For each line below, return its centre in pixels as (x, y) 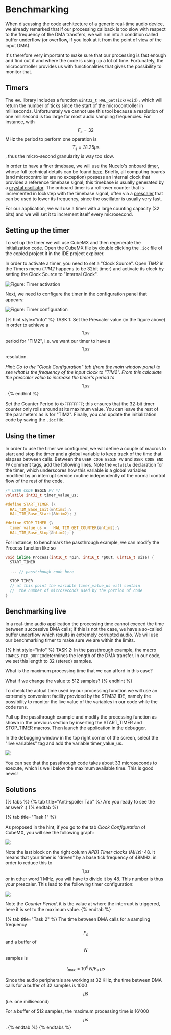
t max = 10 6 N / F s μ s (86, 969)
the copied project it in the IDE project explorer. (55, 254)
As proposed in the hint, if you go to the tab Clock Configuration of (76, 827)
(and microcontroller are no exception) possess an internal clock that (78, 177)
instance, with (20, 122)
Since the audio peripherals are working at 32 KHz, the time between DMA (84, 980)
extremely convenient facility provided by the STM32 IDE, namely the (78, 696)
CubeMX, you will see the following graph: (50, 833)
